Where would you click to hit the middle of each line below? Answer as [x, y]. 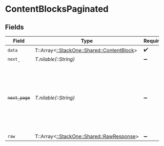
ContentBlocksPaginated [57, 9]
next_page [19, 98]
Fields [15, 27]
